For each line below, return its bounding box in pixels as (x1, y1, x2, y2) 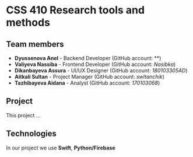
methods (6, 16, 51, 29)
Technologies (6, 129, 57, 139)
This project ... (6, 111, 41, 118)
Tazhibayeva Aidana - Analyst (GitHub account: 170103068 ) (14, 79, 160, 86)
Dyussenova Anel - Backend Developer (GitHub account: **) (14, 55, 162, 61)
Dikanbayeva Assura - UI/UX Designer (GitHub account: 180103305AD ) (14, 67, 188, 74)
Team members (6, 39, 64, 49)
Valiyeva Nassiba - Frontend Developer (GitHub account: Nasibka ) (14, 61, 176, 68)
